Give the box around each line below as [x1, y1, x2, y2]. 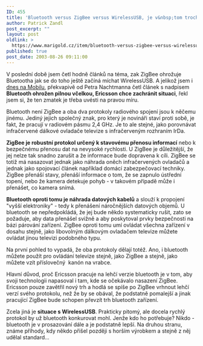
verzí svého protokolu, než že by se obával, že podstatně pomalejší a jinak [6, 290, 192, 297]
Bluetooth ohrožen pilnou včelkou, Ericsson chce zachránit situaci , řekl [6, 90, 188, 97]
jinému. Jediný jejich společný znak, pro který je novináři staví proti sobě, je [6, 114, 195, 122]
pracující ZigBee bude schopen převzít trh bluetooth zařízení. [6, 296, 159, 303]
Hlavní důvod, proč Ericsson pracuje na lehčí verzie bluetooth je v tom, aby [6, 270, 193, 278]
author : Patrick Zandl [6, 20, 63, 26]
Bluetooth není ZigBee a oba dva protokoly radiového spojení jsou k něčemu [6, 108, 196, 115]
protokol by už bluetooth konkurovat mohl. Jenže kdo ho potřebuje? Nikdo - [6, 314, 195, 321]
